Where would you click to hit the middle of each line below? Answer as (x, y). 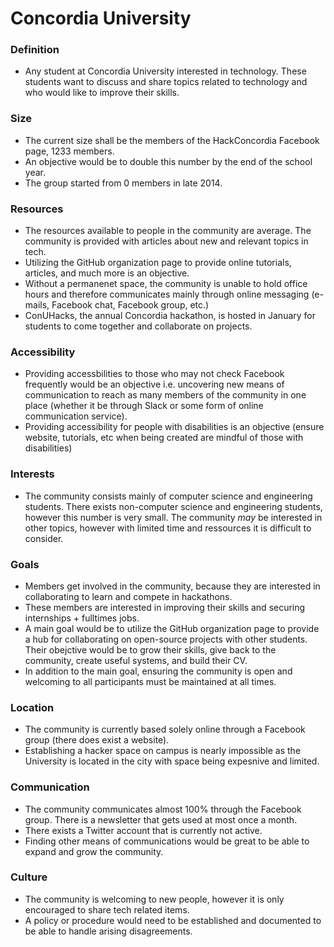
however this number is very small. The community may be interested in (173, 517)
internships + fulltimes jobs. (82, 618)
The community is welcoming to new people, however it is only (154, 899)
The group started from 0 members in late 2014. (123, 183)
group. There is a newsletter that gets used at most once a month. (161, 819)
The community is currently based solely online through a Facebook (165, 729)
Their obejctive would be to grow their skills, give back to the (150, 649)
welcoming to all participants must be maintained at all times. (150, 681)
